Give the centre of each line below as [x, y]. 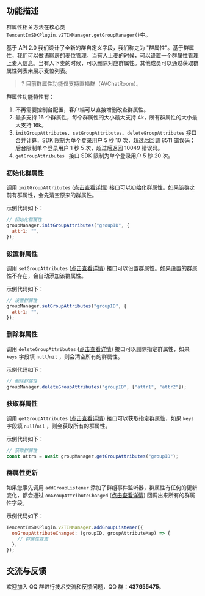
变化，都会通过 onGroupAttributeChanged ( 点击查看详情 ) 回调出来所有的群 [98, 495]
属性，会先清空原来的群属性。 [60, 195]
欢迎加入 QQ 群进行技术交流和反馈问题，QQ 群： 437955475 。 [85, 586]
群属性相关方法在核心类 [36, 27]
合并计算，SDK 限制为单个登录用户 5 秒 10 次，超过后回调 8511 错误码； [105, 140]
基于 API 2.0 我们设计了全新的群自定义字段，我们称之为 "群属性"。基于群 [98, 47]
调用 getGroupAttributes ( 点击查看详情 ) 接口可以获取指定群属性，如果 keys [100, 418]
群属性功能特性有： [31, 96]
